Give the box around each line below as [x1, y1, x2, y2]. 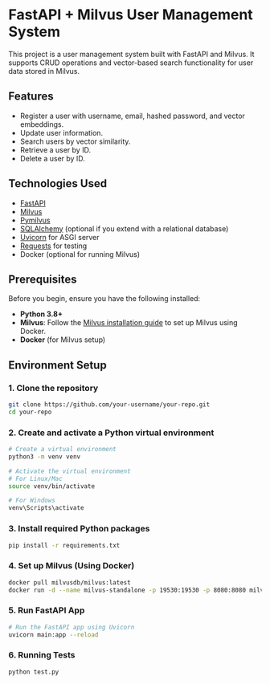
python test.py [8, 668, 59, 676]
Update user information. [19, 128, 103, 137]
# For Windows [8, 496, 56, 505]
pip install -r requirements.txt [8, 541, 121, 549]
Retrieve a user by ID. [19, 145, 91, 154]
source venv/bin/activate [8, 482, 95, 491]
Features [8, 90, 54, 104]
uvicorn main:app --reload [8, 630, 99, 639]
